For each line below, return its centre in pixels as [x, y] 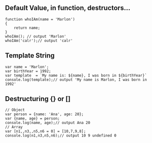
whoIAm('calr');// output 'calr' [39, 41]
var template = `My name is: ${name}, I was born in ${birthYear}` [76, 75]
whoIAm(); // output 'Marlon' [36, 36]
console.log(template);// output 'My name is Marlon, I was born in [76, 80]
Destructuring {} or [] [38, 99]
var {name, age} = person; [32, 119]
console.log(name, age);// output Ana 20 [48, 123]
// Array [14, 127]
